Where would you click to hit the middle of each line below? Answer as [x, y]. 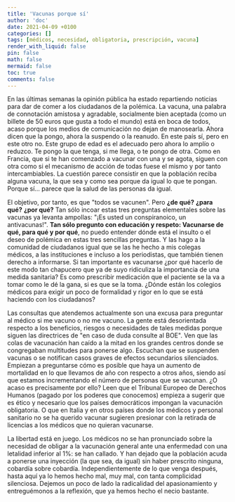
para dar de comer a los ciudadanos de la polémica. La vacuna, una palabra [117, 107]
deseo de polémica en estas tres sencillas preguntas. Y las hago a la [106, 240]
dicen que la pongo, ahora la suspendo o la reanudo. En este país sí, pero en [118, 136]
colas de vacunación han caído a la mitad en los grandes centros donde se [115, 343]
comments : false [31, 79]
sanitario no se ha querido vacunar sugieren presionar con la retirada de [112, 418]
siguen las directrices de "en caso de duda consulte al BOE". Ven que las [113, 335]
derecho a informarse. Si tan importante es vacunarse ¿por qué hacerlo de [115, 262]
